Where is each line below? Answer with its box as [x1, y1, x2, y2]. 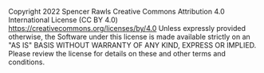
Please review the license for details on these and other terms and [8, 49, 226, 58]
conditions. [8, 57, 45, 67]
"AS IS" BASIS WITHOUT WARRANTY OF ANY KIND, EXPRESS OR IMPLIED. [8, 40, 257, 50]
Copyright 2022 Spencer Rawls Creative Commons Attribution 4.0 [8, 7, 225, 16]
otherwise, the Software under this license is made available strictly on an [8, 32, 251, 41]
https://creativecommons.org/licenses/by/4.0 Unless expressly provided [8, 24, 246, 33]
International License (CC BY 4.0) [8, 15, 118, 25]
